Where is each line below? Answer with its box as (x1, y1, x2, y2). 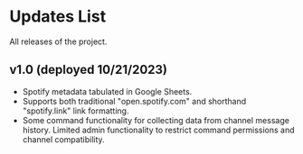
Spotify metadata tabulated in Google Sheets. (22, 86, 193, 96)
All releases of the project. (9, 36, 108, 47)
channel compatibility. (22, 133, 106, 145)
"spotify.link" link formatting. (22, 105, 129, 116)
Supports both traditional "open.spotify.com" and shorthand (22, 95, 247, 106)
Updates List (9, 6, 107, 27)
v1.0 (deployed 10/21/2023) (9, 62, 168, 77)
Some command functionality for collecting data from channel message (22, 114, 289, 125)
